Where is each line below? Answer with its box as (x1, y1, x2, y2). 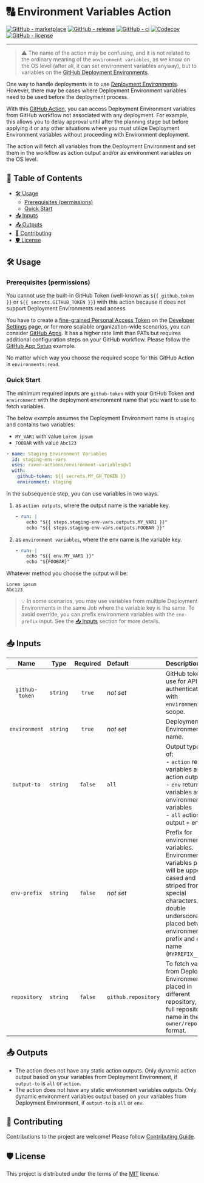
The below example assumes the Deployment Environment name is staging (6, 414, 195, 421)
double (166, 904, 186, 913)
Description (166, 660, 200, 668)
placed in (166, 983, 192, 991)
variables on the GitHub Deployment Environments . (21, 69, 150, 76)
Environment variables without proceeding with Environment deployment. (6, 131, 190, 138)
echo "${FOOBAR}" (26, 559, 70, 565)
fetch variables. (6, 403, 46, 410)
